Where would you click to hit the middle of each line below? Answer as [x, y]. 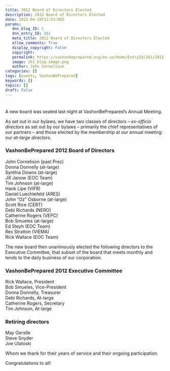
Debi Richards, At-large [30, 298]
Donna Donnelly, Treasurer [33, 292]
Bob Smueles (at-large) [30, 220]
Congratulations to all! [28, 363]
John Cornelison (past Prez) [35, 161]
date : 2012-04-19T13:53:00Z [35, 19]
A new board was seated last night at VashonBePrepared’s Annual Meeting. [84, 112]
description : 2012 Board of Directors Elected [55, 15]
